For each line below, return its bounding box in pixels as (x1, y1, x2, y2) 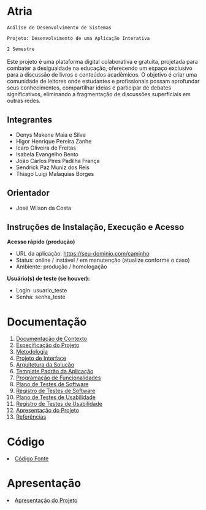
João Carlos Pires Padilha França (15, 157, 100, 164)
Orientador (7, 188, 50, 199)
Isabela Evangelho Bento (15, 150, 79, 158)
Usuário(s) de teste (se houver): (7, 275, 91, 283)
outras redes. (7, 97, 41, 104)
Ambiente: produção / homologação (15, 263, 107, 270)
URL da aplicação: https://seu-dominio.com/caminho (15, 250, 150, 257)
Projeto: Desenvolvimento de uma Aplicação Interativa (7, 35, 150, 41)
